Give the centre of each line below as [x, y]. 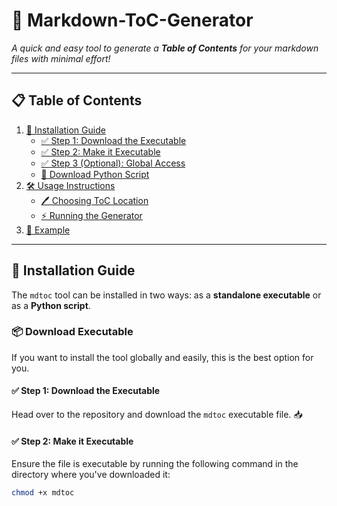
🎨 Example [48, 230]
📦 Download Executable [72, 332]
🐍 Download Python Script [95, 174]
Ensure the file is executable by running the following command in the [155, 464]
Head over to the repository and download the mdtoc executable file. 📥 [157, 415]
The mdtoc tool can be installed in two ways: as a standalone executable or [166, 295]
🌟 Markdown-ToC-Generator [132, 20]
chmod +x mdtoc [43, 493]
